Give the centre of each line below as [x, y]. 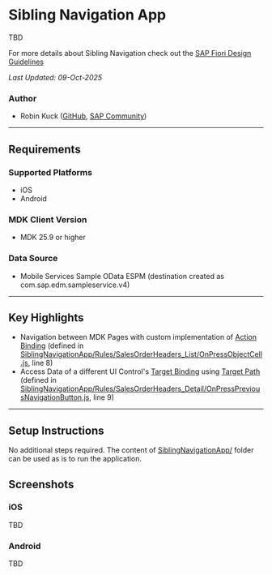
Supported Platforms [51, 172]
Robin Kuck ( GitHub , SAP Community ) [83, 116]
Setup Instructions [56, 430]
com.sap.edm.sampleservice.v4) [75, 285]
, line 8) [40, 363]
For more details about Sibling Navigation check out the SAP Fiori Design [130, 53]
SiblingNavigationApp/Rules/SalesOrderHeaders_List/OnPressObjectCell [141, 354]
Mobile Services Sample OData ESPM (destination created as [122, 276]
